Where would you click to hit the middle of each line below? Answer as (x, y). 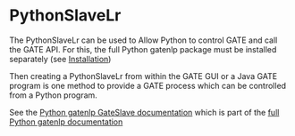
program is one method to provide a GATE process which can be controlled (148, 85)
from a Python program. (54, 95)
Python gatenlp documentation (66, 122)
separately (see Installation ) (60, 59)
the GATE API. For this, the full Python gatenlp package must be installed (143, 49)
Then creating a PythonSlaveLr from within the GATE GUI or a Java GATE (143, 76)
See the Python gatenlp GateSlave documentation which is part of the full (144, 112)
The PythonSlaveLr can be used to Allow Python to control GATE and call (143, 40)
